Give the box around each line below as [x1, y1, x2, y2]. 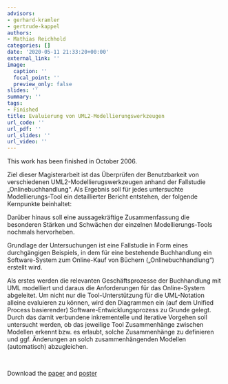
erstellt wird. [7, 263, 43, 272]
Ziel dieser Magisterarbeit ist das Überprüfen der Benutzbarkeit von [7, 170, 200, 179]
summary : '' [7, 94, 41, 101]
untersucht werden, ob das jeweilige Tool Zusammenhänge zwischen [7, 321, 204, 329]
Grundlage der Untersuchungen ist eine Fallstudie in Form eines [7, 241, 188, 250]
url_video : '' [7, 139, 48, 145]
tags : [7, 100, 23, 107]
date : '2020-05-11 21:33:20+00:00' [7, 49, 110, 56]
